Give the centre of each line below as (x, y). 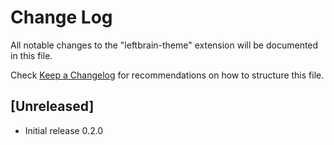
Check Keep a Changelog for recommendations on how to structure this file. (167, 75)
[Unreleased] (52, 106)
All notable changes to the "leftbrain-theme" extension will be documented (164, 45)
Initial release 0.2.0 (64, 130)
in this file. (31, 55)
